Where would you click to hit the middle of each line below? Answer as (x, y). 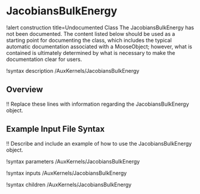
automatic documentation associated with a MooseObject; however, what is (99, 47)
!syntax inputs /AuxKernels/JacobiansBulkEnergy (67, 173)
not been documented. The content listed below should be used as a (91, 33)
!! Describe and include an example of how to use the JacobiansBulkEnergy (99, 143)
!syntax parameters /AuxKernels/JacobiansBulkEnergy (73, 161)
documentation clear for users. (44, 59)
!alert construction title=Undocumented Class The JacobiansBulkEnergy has (100, 27)
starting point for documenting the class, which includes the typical (89, 40)
